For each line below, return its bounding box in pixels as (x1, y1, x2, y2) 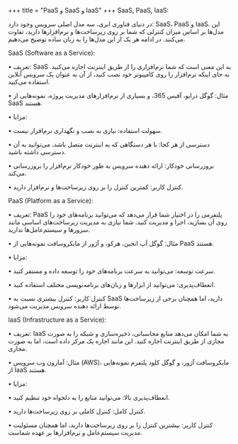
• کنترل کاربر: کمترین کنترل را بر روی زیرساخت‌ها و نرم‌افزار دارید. (8, 183, 183, 191)
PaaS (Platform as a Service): (8, 197, 94, 205)
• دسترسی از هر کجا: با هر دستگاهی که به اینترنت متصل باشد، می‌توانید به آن (8, 140, 210, 148)
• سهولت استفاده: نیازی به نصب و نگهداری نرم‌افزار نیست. (8, 126, 163, 134)
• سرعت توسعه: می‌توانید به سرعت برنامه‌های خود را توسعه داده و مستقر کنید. (8, 266, 215, 275)
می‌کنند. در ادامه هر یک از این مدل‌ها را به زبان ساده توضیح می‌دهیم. (8, 35, 186, 43)
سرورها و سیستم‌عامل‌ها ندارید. (8, 225, 91, 234)
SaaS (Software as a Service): (8, 49, 96, 57)
